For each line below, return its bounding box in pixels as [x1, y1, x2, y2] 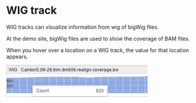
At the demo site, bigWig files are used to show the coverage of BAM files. [6, 35, 190, 42]
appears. [6, 53, 28, 60]
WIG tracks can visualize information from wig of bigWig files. [6, 23, 159, 31]
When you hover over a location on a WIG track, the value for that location [6, 46, 189, 54]
